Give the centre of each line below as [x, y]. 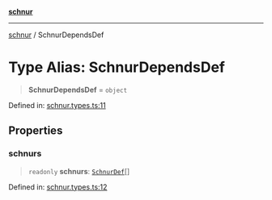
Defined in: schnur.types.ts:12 [58, 187]
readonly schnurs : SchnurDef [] [79, 171]
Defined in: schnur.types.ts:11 [57, 105]
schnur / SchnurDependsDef [56, 35]
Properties [36, 131]
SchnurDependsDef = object [78, 90]
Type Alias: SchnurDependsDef [117, 67]
